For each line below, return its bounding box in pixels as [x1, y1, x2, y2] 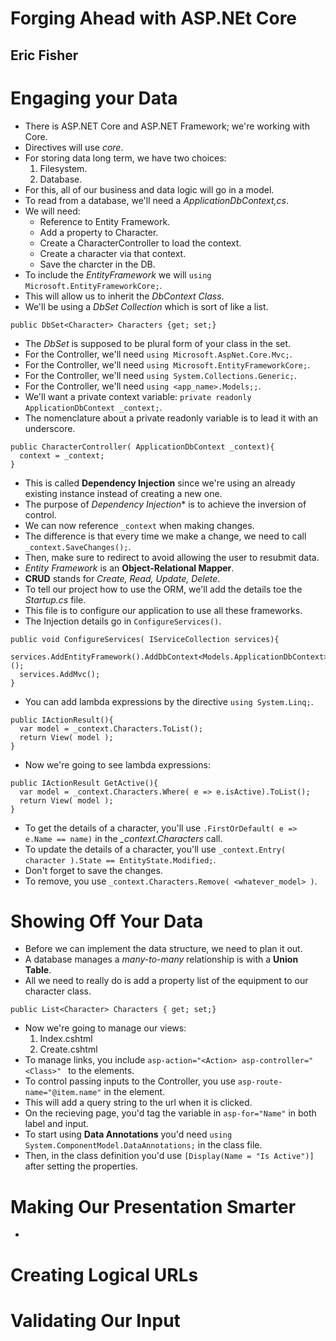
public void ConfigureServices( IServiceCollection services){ [10, 634, 280, 644]
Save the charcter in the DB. [39, 258, 156, 270]
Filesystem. [39, 162, 88, 174]
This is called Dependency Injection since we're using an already [24, 477, 296, 489]
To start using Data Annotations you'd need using [24, 1128, 233, 1141]
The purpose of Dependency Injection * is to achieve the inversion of [24, 498, 307, 510]
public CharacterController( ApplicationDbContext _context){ [10, 442, 275, 452]
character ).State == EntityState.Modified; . [24, 853, 217, 866]
